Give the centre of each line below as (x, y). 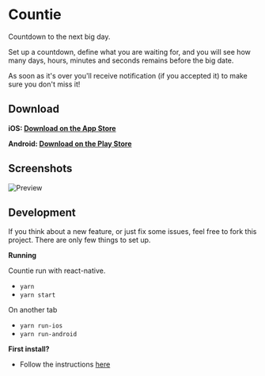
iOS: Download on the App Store (62, 128)
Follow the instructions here (65, 364)
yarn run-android (48, 335)
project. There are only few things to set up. (79, 240)
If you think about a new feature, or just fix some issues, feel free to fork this (132, 232)
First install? (29, 349)
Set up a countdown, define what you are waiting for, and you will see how (129, 52)
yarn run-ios (41, 326)
